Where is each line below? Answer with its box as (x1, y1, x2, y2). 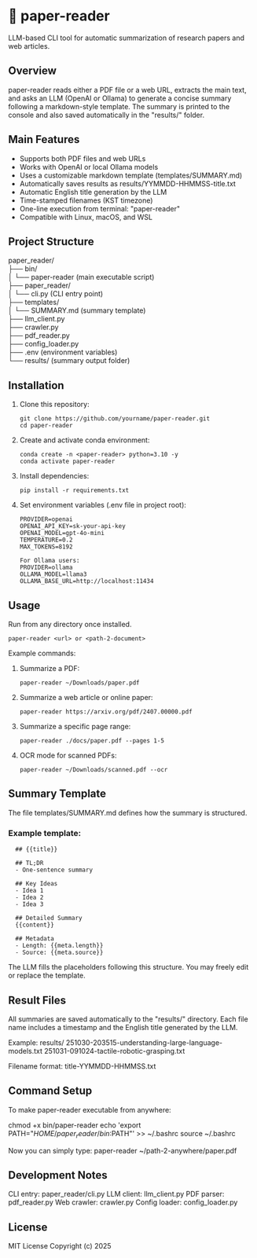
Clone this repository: (19, 400, 90, 409)
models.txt (8, 1046, 43, 1055)
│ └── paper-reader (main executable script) (8, 273, 155, 282)
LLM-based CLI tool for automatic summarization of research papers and (8, 33, 245, 42)
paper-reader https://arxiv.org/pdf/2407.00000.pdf (19, 708, 193, 716)
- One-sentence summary (15, 866, 93, 875)
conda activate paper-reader (19, 457, 116, 466)
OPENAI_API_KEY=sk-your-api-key (19, 523, 126, 530)
